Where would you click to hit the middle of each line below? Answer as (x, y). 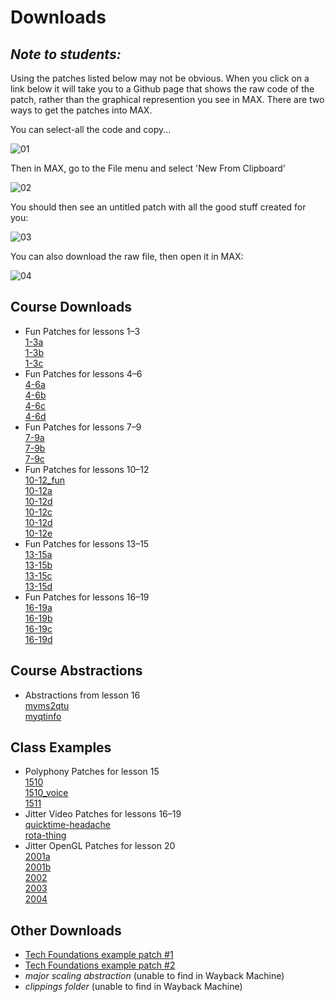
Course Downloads (71, 307)
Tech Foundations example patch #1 (99, 955)
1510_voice (46, 793)
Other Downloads (66, 930)
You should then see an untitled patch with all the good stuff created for (158, 207)
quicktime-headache (67, 825)
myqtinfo (43, 716)
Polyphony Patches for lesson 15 (92, 772)
